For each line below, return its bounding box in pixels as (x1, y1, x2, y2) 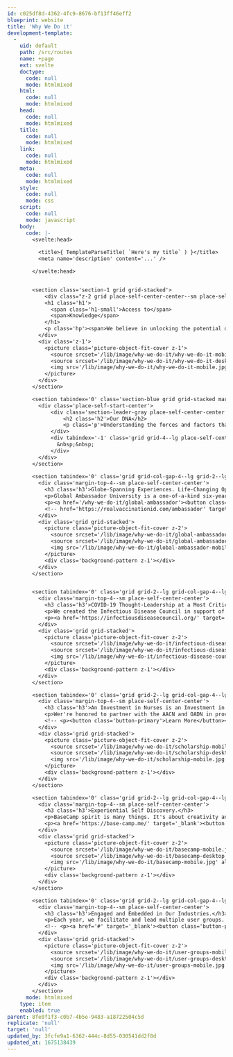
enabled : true (19, 1007, 60, 1014)
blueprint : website (7, 17, 64, 24)
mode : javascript (25, 217, 76, 223)
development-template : (7, 29, 73, 37)
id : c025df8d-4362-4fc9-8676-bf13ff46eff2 (7, 10, 132, 17)
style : (19, 185, 39, 192)
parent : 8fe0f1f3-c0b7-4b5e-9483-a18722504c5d (7, 1013, 144, 1020)
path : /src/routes (19, 49, 73, 56)
